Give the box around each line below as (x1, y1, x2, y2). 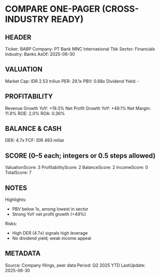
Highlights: (5, 197, 27, 203)
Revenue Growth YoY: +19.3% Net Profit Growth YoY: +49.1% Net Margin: (5, 105, 151, 111)
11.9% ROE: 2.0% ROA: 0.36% (5, 111, 65, 116)
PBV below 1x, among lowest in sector (12, 206, 89, 212)
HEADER (5, 33, 32, 41)
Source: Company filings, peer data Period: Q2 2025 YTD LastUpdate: (5, 262, 146, 268)
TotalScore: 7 (5, 169, 32, 176)
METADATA (5, 249, 41, 258)
